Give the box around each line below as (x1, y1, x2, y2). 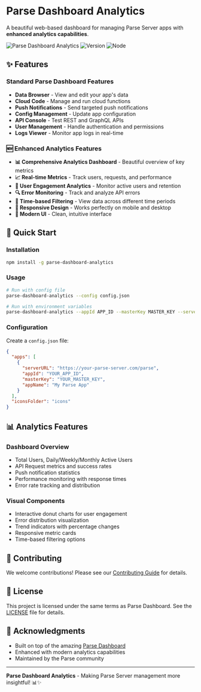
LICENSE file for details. (6, 609, 65, 616)
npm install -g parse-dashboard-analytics (6, 259, 114, 265)
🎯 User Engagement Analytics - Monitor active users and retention (14, 182, 181, 189)
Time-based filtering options (14, 535, 86, 543)
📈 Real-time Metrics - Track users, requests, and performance (14, 173, 172, 180)
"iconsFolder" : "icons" (11, 399, 71, 405)
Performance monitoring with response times (14, 475, 127, 482)
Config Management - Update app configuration (14, 110, 136, 118)
